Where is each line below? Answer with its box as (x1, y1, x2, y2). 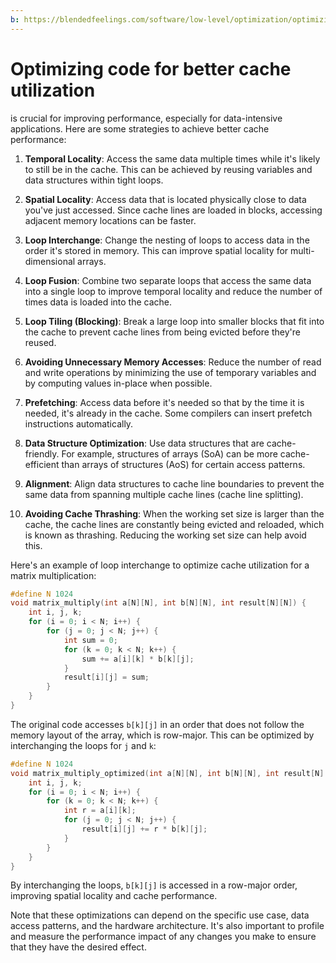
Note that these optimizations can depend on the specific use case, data (10, 909, 310, 921)
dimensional (24, 255, 76, 267)
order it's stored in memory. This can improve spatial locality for (24, 244, 289, 256)
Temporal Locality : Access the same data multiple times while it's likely (24, 152, 321, 165)
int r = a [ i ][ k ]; (63, 806, 137, 816)
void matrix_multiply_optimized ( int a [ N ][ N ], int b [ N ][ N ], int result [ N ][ (10, 768, 329, 778)
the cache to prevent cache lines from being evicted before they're (24, 326, 301, 338)
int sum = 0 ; (63, 635, 118, 645)
